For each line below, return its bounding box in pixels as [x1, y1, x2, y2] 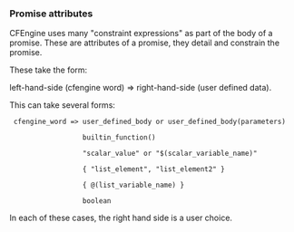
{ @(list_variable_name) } [82, 180, 184, 190]
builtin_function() [82, 133, 156, 142]
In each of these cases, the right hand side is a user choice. [9, 212, 233, 224]
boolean [82, 197, 112, 206]
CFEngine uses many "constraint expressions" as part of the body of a [9, 28, 273, 39]
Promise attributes [9, 7, 93, 20]
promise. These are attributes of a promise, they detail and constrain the [9, 37, 279, 48]
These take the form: [9, 64, 88, 75]
